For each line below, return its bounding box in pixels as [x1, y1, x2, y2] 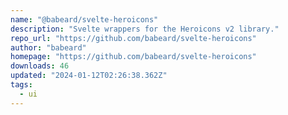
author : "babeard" [10, 42, 87, 53]
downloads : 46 [10, 61, 70, 71]
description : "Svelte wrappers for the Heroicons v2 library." [10, 24, 280, 34]
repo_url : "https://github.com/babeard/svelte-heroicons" [10, 33, 257, 43]
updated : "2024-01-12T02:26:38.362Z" [10, 71, 168, 81]
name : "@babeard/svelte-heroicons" [10, 14, 159, 25]
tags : [10, 80, 33, 90]
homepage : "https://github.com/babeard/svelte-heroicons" [10, 52, 257, 62]
